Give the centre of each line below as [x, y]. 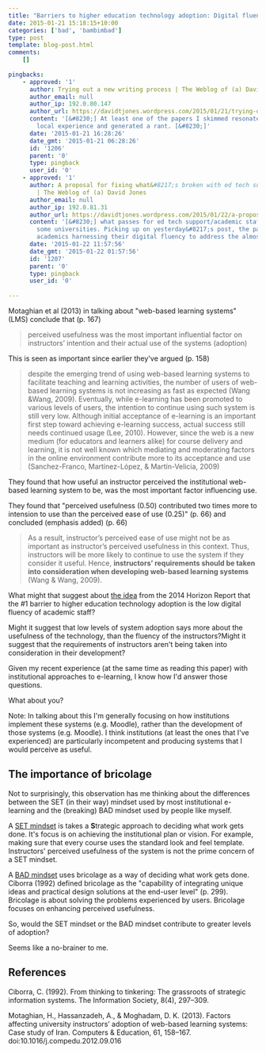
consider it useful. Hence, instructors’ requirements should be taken [141, 563]
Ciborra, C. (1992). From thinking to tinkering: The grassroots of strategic [127, 991]
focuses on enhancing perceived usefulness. [82, 908]
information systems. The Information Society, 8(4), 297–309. [109, 1000]
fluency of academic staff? [52, 612]
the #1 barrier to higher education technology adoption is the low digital [125, 604]
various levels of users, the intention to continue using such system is [141, 408]
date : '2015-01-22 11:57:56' [77, 244]
